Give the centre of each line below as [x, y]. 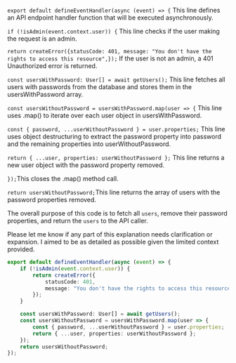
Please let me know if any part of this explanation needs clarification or [110, 234]
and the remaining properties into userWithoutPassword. [89, 144]
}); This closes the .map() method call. [63, 179]
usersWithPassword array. [45, 94]
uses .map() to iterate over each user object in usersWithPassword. [105, 115]
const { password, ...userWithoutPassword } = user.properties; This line [116, 129]
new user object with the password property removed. [86, 165]
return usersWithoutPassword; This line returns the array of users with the [114, 192]
